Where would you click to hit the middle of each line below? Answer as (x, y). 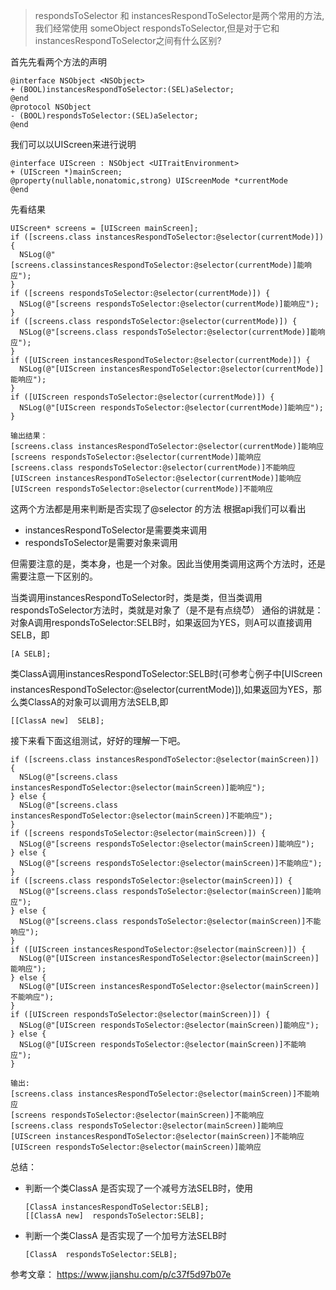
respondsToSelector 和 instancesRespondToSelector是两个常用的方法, (179, 15)
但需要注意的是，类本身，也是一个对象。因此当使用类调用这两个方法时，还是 (168, 563)
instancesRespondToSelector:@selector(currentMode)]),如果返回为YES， (162, 689)
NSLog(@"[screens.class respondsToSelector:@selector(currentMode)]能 (168, 332)
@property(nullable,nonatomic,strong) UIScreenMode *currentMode (149, 181)
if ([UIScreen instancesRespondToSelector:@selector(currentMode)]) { (160, 360)
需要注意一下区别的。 (54, 576)
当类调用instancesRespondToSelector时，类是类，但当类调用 (136, 597)
